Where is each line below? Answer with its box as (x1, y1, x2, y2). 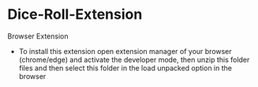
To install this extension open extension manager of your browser (18, 46, 232, 56)
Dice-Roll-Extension (7, 5, 143, 24)
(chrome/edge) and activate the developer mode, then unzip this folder (18, 55, 250, 64)
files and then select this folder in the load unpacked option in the (18, 63, 232, 72)
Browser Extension (7, 31, 69, 41)
